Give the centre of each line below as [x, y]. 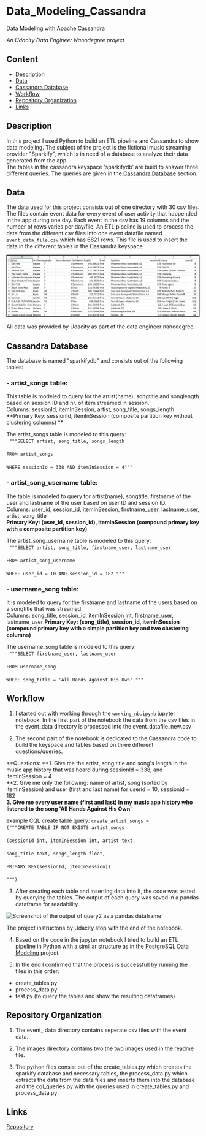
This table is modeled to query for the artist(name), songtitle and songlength [103, 396]
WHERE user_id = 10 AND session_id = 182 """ [65, 574]
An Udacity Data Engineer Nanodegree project [65, 40]
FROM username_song [31, 667]
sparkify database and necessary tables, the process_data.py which [101, 1073]
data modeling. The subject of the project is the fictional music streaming [99, 147]
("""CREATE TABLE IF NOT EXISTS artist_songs [65, 827]
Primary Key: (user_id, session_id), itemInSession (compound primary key [103, 522]
